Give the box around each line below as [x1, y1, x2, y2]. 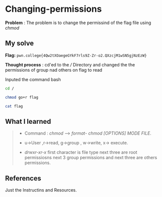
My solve [5, 39, 34, 48]
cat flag [5, 104, 23, 109]
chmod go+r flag [5, 95, 38, 100]
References [5, 174, 41, 182]
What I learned [5, 117, 51, 126]
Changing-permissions [5, 3, 102, 15]
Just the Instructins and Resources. [5, 187, 77, 193]
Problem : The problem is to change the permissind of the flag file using [5, 20, 152, 26]
